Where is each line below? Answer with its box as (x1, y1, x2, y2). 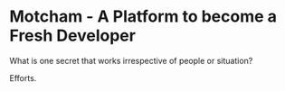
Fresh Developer (9, 25, 136, 46)
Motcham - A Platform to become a (9, 6, 278, 27)
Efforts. (9, 72, 37, 83)
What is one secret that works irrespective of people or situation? (9, 55, 253, 66)
